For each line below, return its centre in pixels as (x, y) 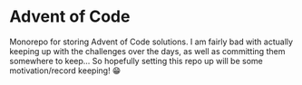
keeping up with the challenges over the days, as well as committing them (147, 51)
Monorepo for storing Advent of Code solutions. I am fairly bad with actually (151, 42)
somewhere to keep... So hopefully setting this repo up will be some (136, 61)
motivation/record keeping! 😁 (65, 71)
